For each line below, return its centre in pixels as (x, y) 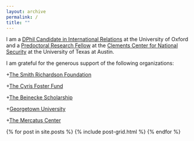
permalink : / (22, 17)
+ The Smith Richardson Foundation (49, 75)
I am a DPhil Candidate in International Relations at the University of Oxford (97, 40)
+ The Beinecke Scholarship (40, 97)
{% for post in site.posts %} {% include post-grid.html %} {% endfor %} (93, 132)
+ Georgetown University (36, 109)
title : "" (18, 22)
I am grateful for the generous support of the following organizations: (90, 63)
